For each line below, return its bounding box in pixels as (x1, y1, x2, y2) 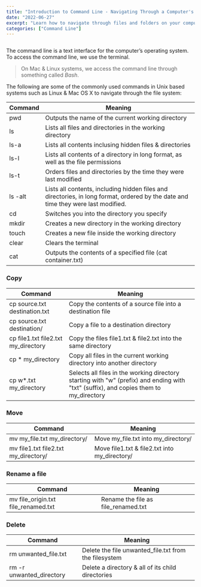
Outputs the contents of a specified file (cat (45, 249, 167, 257)
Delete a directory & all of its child (81, 564, 176, 572)
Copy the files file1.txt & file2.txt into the (68, 334, 182, 342)
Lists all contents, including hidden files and (45, 185, 168, 193)
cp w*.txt (9, 376, 36, 384)
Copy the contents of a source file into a (68, 299, 181, 308)
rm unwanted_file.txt (9, 550, 67, 558)
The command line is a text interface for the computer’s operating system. (6, 47, 189, 55)
